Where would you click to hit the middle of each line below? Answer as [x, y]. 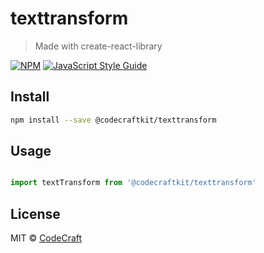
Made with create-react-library [98, 46]
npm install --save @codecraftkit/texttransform [113, 120]
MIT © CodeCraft [46, 238]
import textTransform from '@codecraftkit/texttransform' [133, 183]
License [35, 213]
